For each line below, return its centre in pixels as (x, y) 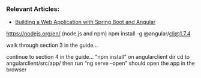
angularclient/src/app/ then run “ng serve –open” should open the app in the (100, 63)
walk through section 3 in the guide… (52, 45)
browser (16, 70)
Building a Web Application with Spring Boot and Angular (85, 22)
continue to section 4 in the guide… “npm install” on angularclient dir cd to (98, 57)
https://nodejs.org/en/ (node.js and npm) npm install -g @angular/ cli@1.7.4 (98, 34)
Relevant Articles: (33, 9)
